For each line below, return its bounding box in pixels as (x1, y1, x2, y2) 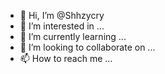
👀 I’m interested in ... (19, 20, 105, 32)
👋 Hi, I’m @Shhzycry (19, 10, 105, 21)
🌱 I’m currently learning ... (19, 31, 127, 42)
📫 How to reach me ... (19, 53, 113, 64)
